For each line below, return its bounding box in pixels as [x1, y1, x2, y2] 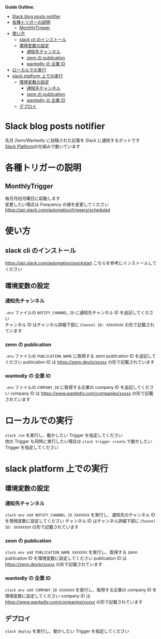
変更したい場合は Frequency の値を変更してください [5, 201, 109, 207]
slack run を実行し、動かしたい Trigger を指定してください [5, 432, 123, 438]
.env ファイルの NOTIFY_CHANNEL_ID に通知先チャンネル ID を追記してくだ [5, 310, 149, 315]
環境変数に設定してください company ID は [5, 593, 90, 599]
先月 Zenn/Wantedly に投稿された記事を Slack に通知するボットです [5, 137, 140, 143]
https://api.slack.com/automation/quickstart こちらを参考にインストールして [5, 260, 157, 266]
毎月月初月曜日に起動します [5, 195, 60, 201]
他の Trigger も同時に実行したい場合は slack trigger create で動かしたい [5, 438, 152, 444]
